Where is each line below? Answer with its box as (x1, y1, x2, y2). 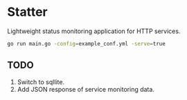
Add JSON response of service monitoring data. (17, 85, 154, 93)
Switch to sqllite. (17, 77, 64, 86)
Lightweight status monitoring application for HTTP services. (7, 27, 181, 35)
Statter (7, 4, 48, 20)
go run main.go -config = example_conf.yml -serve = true (7, 40, 166, 47)
